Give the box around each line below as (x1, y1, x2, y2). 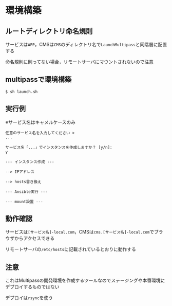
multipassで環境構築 (5, 75, 72, 84)
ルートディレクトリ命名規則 (5, 27, 93, 35)
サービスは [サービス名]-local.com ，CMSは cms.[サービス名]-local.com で (5, 229, 155, 235)
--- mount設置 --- (5, 199, 43, 204)
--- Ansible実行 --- (5, 189, 48, 194)
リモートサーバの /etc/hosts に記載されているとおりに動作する (5, 246, 137, 253)
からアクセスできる (14, 235, 55, 242)
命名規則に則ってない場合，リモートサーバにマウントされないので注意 (5, 59, 154, 65)
